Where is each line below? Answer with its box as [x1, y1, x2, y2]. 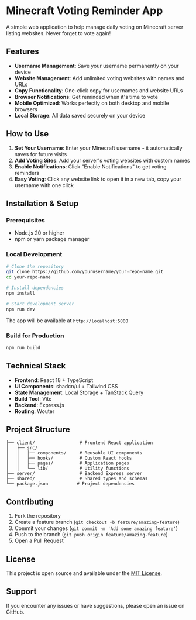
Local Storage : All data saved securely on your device [14, 112, 146, 119]
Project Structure [6, 425, 70, 435]
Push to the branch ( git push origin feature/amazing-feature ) [14, 531, 168, 538]
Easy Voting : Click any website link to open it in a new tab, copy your [14, 175, 182, 182]
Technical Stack [6, 361, 66, 371]
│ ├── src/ [6, 445, 38, 451]
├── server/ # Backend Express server [6, 471, 143, 477]
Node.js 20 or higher [14, 229, 65, 236]
